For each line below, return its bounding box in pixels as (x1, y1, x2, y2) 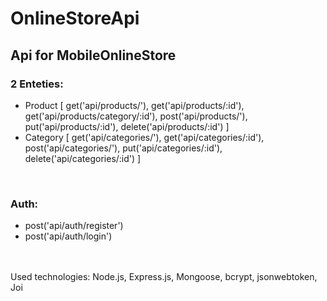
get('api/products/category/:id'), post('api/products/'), (24, 110, 248, 122)
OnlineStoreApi (10, 7, 140, 30)
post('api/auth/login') (24, 230, 113, 242)
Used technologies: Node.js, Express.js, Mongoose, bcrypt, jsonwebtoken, (10, 271, 318, 283)
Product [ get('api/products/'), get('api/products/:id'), (24, 99, 245, 111)
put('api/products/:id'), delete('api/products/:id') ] (24, 120, 230, 132)
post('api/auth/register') (24, 220, 124, 232)
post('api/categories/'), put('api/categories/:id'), (24, 142, 223, 154)
